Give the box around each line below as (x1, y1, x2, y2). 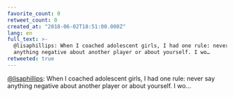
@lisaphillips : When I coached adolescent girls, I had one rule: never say (7, 74, 215, 82)
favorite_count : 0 (7, 10, 61, 17)
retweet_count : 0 (7, 17, 58, 24)
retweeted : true (7, 55, 54, 62)
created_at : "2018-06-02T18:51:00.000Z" (7, 23, 127, 30)
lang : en (7, 29, 33, 37)
